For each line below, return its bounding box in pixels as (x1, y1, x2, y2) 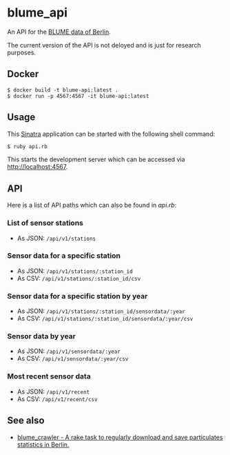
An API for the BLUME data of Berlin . (7, 28, 112, 36)
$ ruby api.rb (7, 143, 48, 150)
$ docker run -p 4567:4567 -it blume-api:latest (7, 92, 149, 99)
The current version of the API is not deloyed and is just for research (7, 41, 202, 49)
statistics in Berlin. (17, 440, 70, 449)
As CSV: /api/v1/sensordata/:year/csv (17, 354, 129, 363)
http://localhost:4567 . (7, 163, 68, 171)
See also (7, 415, 45, 427)
